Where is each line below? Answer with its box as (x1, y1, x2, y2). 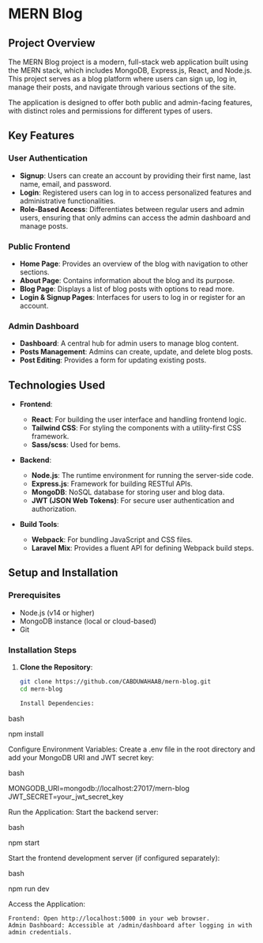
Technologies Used (8, 378, 105, 392)
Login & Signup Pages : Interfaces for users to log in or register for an (19, 292, 246, 301)
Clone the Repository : (19, 662, 93, 672)
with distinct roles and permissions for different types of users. (8, 106, 213, 116)
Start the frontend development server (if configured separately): (8, 853, 220, 862)
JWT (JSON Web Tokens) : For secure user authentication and (31, 496, 235, 506)
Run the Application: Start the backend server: (8, 807, 160, 816)
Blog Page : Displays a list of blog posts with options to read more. (19, 284, 235, 294)
